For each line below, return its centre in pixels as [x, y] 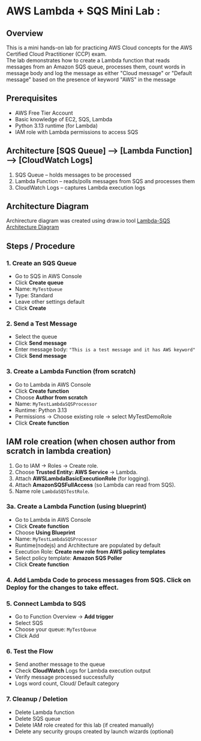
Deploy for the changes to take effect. [62, 587]
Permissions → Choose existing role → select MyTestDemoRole [93, 416]
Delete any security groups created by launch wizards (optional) [94, 731]
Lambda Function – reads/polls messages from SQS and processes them [105, 181]
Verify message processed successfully [64, 677]
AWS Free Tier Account [44, 113]
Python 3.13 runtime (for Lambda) [56, 126]
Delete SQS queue [38, 718]
